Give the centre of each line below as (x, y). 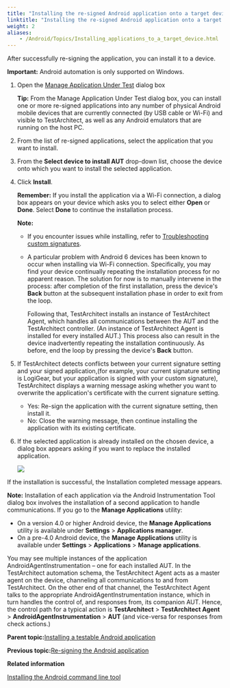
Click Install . (35, 182)
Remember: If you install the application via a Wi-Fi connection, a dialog (119, 195)
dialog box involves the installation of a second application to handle (103, 503)
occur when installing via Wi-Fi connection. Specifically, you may (119, 264)
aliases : (20, 33)
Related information (36, 664)
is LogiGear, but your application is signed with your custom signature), (117, 379)
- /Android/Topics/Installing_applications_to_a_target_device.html (119, 39)
